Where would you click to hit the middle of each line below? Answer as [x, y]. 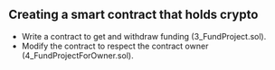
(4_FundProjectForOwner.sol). [77, 55]
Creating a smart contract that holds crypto [133, 15]
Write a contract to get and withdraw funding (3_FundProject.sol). [144, 36]
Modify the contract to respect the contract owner [115, 46]
